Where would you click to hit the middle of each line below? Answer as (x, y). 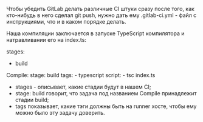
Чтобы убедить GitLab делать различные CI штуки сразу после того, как (100, 9)
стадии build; (32, 100)
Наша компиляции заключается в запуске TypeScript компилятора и (95, 33)
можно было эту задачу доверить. (60, 113)
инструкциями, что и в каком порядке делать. (66, 22)
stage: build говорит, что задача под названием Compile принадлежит (106, 93)
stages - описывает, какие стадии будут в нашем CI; (83, 87)
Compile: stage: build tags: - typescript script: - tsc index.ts (81, 75)
